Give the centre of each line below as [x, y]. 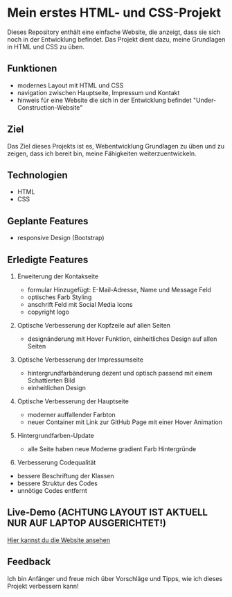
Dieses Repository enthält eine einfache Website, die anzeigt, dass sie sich [114, 32]
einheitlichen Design [57, 388]
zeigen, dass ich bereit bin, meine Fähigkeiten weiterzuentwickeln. [102, 153]
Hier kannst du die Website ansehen [59, 540]
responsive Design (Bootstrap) [61, 238]
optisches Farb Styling [60, 297]
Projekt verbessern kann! [43, 586]
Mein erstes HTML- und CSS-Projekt [114, 13]
